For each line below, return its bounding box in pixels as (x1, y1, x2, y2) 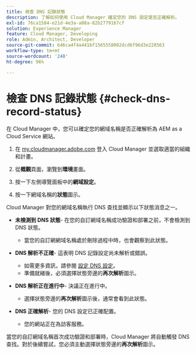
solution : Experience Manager (6, 25, 82, 32)
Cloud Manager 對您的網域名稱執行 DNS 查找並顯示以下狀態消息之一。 (6, 204, 181, 211)
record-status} (6, 105, 82, 118)
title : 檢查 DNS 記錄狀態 (6, 8, 66, 15)
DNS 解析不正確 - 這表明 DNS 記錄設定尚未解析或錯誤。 (14, 249, 151, 257)
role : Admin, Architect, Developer (6, 36, 95, 42)
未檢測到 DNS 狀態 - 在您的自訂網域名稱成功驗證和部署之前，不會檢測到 (14, 217, 191, 224)
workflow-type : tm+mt (6, 48, 61, 54)
